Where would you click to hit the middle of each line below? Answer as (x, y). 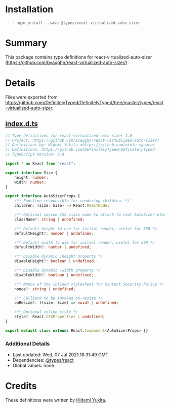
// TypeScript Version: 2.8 (35, 154)
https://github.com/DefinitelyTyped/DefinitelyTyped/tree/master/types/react (84, 102)
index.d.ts (22, 124)
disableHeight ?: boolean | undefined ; (55, 261)
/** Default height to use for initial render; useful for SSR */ (86, 229)
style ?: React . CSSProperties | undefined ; (60, 317)
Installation (29, 9)
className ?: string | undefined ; (50, 219)
